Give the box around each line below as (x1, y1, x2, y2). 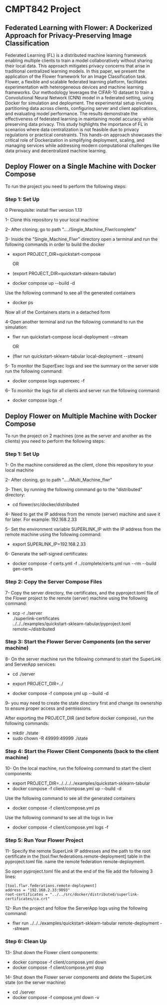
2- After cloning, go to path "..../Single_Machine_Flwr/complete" (5, 226, 137, 233)
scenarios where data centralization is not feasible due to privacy (5, 126, 140, 132)
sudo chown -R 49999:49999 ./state (12, 735, 88, 741)
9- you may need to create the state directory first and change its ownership (5, 700, 162, 706)
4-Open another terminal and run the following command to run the (5, 319, 144, 325)
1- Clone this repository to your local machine (5, 217, 99, 223)
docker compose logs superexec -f (12, 378, 85, 384)
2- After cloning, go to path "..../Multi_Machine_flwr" (5, 477, 113, 483)
